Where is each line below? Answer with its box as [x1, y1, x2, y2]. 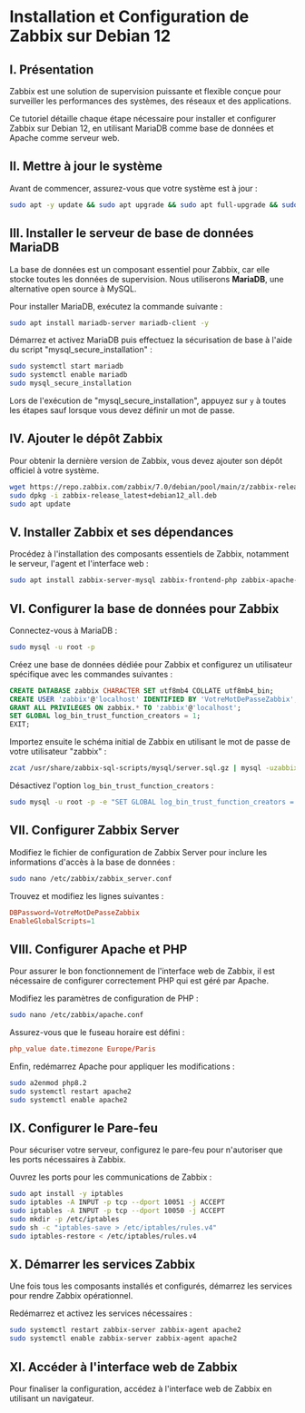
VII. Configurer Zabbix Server [9, 823, 180, 838]
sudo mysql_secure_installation [9, 379, 132, 388]
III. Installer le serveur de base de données [9, 225, 254, 242]
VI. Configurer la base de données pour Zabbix [9, 601, 280, 617]
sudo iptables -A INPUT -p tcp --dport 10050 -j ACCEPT [9, 1206, 225, 1216]
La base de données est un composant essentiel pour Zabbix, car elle [9, 263, 271, 274]
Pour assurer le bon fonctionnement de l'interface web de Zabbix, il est [9, 965, 275, 977]
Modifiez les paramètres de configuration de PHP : [9, 993, 199, 1004]
